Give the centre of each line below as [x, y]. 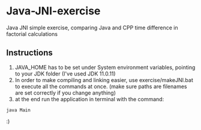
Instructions [29, 53]
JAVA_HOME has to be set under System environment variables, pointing [105, 67]
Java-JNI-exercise [53, 11]
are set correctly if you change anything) [65, 93]
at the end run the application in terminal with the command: [89, 99]
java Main [19, 110]
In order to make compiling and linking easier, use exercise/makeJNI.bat [104, 80]
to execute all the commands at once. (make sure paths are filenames [101, 86]
